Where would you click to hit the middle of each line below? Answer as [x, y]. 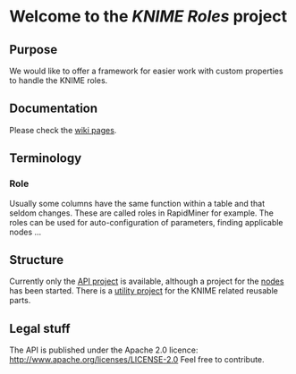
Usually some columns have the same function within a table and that [137, 203]
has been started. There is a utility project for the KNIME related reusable [144, 291]
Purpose [34, 50]
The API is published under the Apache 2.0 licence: [104, 350]
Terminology [46, 158]
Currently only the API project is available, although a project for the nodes [147, 281]
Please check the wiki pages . [63, 130]
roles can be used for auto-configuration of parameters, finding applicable [146, 222]
